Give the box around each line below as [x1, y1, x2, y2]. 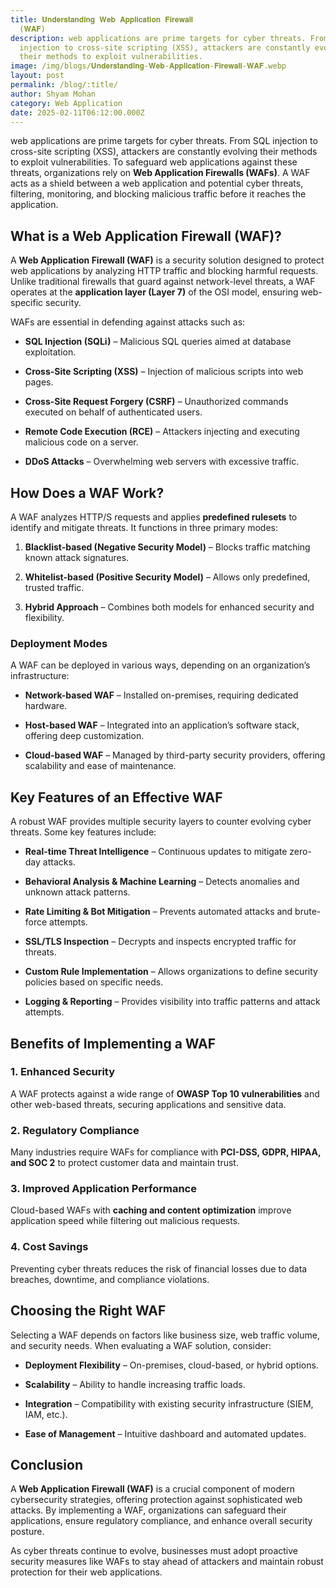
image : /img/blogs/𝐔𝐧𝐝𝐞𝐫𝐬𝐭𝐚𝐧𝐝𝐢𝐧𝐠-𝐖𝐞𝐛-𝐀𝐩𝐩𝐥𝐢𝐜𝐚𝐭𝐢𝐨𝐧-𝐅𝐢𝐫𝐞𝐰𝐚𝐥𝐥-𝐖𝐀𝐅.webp [10, 61, 287, 71]
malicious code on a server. [24, 436, 139, 448]
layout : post [10, 71, 65, 81]
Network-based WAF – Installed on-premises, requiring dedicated [24, 689, 299, 701]
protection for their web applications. [10, 1566, 163, 1578]
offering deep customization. [24, 730, 145, 742]
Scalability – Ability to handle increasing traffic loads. [24, 1378, 246, 1390]
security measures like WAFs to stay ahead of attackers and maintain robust [10, 1556, 324, 1568]
